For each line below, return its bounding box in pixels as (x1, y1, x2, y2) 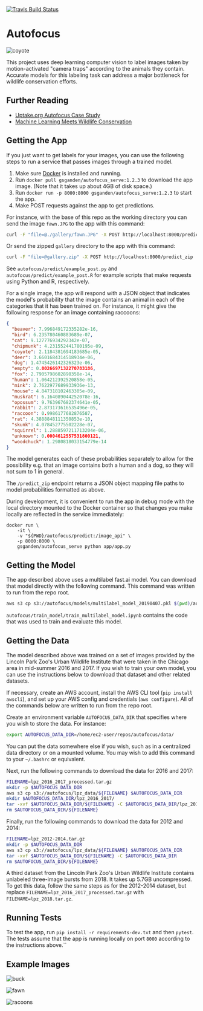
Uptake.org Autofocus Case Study (14, 111, 101, 119)
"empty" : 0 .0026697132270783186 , (11, 366, 96, 372)
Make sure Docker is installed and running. (14, 169, 122, 177)
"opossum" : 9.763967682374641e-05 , (11, 399, 101, 405)
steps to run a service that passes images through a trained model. (6, 158, 173, 165)
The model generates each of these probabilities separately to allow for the (6, 455, 194, 463)
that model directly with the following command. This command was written (6, 582, 195, 590)
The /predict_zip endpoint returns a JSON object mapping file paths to (6, 479, 184, 487)
